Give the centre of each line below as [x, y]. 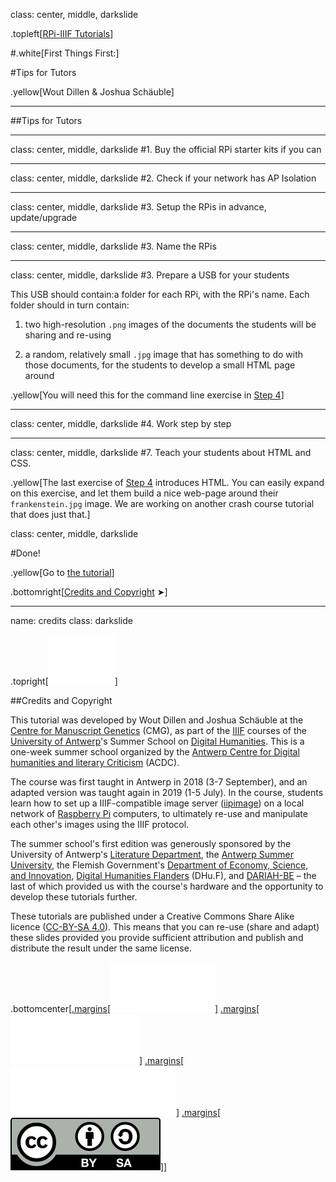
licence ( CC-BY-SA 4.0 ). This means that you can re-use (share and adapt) [165, 927]
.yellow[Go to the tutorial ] [62, 572]
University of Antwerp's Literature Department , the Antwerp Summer [152, 854]
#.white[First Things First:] [65, 53]
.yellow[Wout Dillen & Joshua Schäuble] [92, 92]
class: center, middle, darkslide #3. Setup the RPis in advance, [138, 207]
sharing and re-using [68, 335]
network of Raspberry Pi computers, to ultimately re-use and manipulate [159, 813]
